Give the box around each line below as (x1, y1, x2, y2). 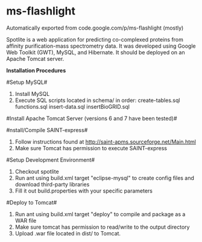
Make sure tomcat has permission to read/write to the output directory (14, 223, 190, 231)
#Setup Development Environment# (6, 156, 95, 164)
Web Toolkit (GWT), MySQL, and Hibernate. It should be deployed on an (6, 48, 185, 56)
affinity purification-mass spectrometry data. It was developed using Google (6, 42, 196, 49)
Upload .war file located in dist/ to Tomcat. (14, 229, 121, 237)
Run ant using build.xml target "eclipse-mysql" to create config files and (14, 174, 195, 182)
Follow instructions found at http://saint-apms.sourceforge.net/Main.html (14, 138, 196, 145)
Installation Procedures (6, 66, 66, 74)
